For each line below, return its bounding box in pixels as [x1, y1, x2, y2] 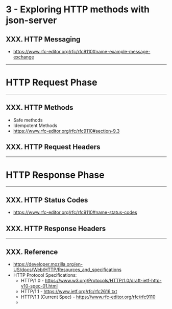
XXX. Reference [6, 248, 58, 256]
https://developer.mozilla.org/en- [13, 261, 83, 267]
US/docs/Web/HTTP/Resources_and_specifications [13, 266, 122, 273]
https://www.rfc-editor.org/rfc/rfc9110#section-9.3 [13, 128, 120, 134]
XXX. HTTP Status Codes [6, 196, 88, 204]
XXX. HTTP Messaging [6, 35, 81, 44]
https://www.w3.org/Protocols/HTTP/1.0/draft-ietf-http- [44, 277, 162, 283]
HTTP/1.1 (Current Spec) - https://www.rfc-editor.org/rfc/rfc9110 [20, 294, 156, 300]
